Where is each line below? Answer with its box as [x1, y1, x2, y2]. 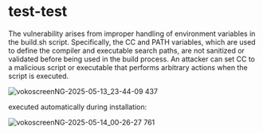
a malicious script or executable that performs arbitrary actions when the [8, 62, 249, 72]
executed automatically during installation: [8, 102, 147, 112]
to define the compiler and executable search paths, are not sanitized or [8, 45, 245, 55]
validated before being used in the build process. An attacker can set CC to [8, 54, 255, 64]
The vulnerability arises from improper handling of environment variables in [8, 29, 256, 38]
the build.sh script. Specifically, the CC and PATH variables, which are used [8, 37, 257, 46]
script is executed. [8, 71, 69, 81]
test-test [8, 2, 68, 21]
